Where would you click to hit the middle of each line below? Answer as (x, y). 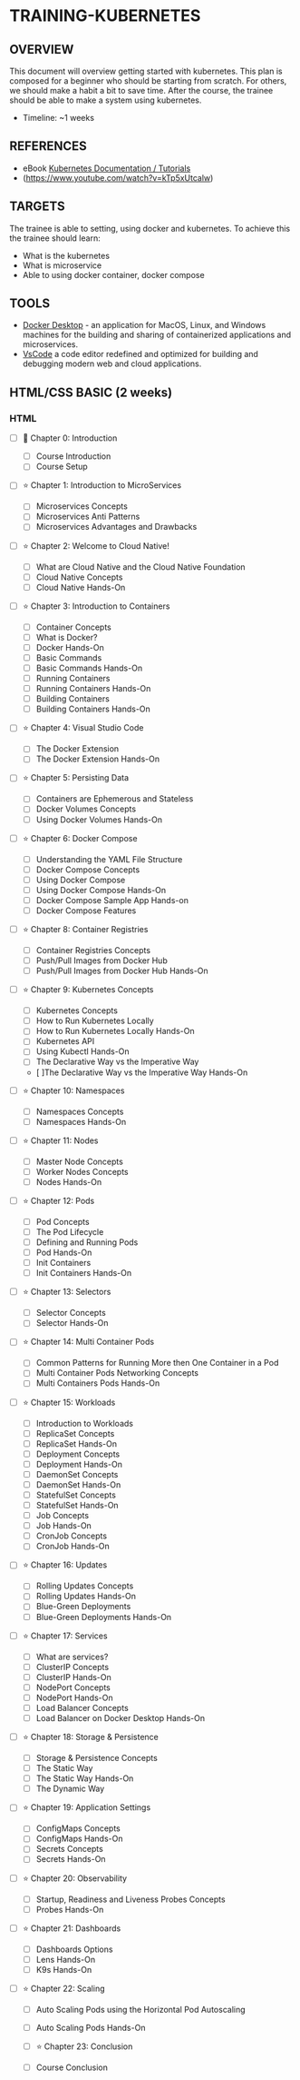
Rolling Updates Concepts (85, 1586)
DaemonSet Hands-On (78, 1484)
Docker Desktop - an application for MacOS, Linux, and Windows (144, 325)
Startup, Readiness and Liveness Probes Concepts (131, 1899)
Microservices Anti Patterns (88, 517)
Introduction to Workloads (85, 1423)
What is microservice (62, 265)
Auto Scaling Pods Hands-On (91, 2027)
